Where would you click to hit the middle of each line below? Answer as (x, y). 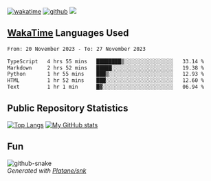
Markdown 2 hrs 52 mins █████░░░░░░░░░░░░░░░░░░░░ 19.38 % (106, 68)
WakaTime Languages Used (68, 33)
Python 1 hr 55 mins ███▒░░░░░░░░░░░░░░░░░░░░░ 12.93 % (106, 74)
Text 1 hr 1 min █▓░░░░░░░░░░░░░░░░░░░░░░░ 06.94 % (106, 87)
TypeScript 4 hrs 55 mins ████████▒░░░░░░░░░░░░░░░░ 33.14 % (106, 61)
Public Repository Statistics (68, 108)
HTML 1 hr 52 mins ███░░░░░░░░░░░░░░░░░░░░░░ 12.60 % (106, 81)
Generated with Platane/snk (47, 170)
